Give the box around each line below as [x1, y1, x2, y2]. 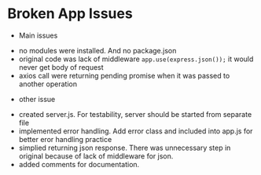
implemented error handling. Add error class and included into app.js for [18, 126, 253, 136]
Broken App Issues [7, 5, 133, 23]
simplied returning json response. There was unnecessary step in [18, 143, 231, 152]
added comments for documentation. [18, 159, 140, 169]
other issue [18, 94, 56, 104]
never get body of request [18, 62, 104, 71]
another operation [18, 79, 78, 89]
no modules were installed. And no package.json [18, 46, 177, 55]
